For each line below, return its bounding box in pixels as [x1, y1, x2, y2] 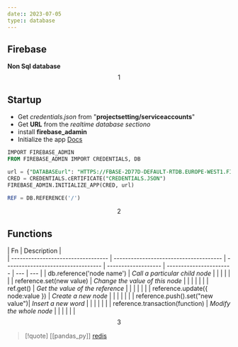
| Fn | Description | [7, 246, 62, 255]
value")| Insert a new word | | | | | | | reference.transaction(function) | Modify [7, 299, 231, 308]
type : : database [7, 17, 55, 24]
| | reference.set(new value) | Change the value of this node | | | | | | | [7, 277, 209, 285]
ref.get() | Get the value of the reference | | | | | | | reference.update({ [7, 285, 208, 293]
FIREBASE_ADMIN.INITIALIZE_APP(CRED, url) [7, 182, 135, 189]
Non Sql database [7, 62, 61, 71]
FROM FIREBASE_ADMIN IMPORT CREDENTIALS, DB [7, 155, 141, 163]
